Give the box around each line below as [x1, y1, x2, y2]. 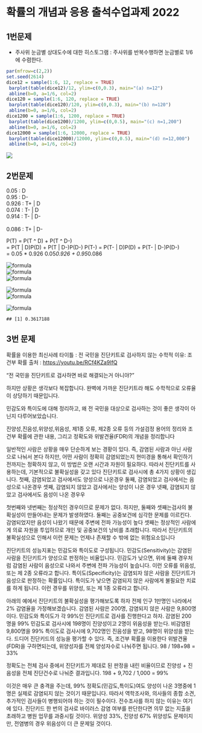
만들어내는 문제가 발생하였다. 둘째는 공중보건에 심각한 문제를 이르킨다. [27, 511, 192, 518]
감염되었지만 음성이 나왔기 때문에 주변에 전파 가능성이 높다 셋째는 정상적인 [6, 519, 180, 526]
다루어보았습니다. [17, 412, 58, 420]
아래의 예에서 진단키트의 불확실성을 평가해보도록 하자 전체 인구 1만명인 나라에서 [6, 597, 192, 604]
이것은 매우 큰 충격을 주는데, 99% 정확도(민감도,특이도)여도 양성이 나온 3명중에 [6, 682, 192, 689]
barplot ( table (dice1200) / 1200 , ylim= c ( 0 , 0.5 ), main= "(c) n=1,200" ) [8, 118, 182, 124]
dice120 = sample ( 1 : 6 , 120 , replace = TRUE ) [6, 96, 120, 103]
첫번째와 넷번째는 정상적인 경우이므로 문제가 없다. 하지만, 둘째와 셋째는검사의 [6, 504, 187, 511]
